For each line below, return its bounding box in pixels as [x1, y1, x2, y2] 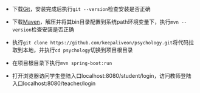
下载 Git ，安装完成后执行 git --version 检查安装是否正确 [12, 5, 151, 12]
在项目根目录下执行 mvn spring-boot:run [12, 60, 112, 66]
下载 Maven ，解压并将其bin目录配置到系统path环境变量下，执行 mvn [12, 18, 179, 26]
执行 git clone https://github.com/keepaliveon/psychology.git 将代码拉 [12, 39, 195, 46]
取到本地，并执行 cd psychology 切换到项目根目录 [12, 46, 133, 53]
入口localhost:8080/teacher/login [12, 80, 96, 87]
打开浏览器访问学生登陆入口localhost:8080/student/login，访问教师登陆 [12, 72, 191, 79]
